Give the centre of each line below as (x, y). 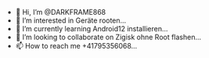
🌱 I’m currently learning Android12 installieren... (92, 29)
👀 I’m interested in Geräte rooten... (71, 20)
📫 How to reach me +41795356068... (76, 46)
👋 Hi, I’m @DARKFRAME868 (61, 12)
